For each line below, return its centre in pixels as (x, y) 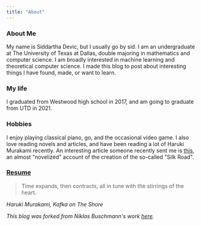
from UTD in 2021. (29, 108)
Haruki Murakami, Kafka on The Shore (55, 204)
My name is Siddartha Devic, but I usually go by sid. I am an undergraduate (101, 46)
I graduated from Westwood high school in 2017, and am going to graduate (100, 102)
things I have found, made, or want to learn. (61, 72)
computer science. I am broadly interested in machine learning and (91, 59)
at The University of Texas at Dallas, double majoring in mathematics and (98, 53)
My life (17, 88)
